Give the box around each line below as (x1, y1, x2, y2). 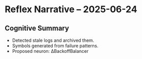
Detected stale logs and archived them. (12, 37, 94, 43)
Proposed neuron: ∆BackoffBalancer (12, 48, 89, 54)
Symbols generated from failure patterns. (12, 43, 98, 49)
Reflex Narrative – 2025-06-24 (5, 4, 137, 15)
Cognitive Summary (5, 24, 69, 33)
